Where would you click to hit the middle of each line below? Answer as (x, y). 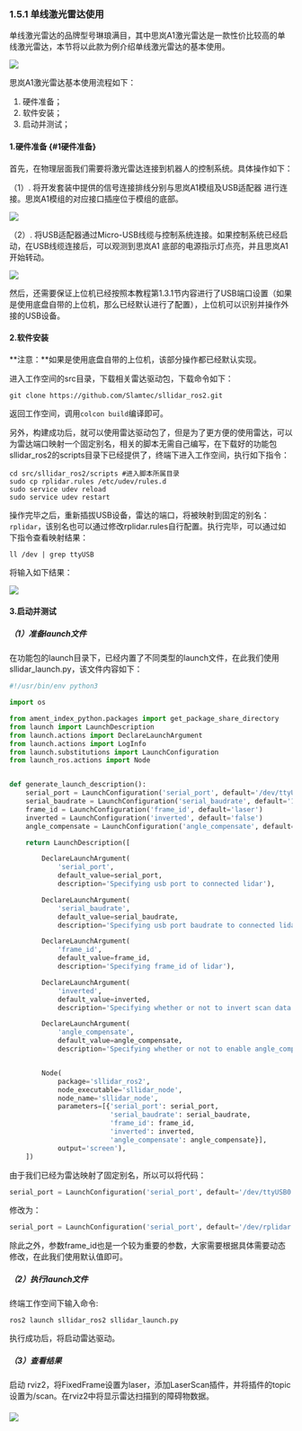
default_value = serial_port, (110, 875)
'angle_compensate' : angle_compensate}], (188, 1140)
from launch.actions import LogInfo (78, 743)
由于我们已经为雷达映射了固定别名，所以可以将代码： (108, 1175)
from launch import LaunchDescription (82, 727)
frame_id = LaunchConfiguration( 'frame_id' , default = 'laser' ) (144, 809)
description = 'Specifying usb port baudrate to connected (166, 925)
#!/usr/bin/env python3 (54, 686)
